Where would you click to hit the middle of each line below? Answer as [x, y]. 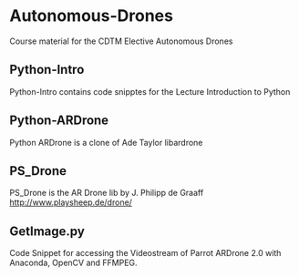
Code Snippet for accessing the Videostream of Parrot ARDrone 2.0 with [145, 253]
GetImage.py [47, 231]
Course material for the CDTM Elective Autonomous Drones [121, 41]
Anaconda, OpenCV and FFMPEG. [74, 263]
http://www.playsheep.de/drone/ [71, 202]
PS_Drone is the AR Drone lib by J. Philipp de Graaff [107, 193]
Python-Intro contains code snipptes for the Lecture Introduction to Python [150, 91]
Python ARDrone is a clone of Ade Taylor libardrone [106, 142]
